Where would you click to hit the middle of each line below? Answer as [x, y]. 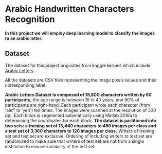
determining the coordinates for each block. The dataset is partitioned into [81, 120]
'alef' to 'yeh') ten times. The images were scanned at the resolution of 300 [81, 110]
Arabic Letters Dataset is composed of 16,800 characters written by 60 [78, 95]
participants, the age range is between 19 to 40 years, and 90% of [72, 100]
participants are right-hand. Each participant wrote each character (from [78, 105]
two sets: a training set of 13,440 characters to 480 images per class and [81, 126]
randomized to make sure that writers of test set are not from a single [75, 141]
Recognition [30, 19]
